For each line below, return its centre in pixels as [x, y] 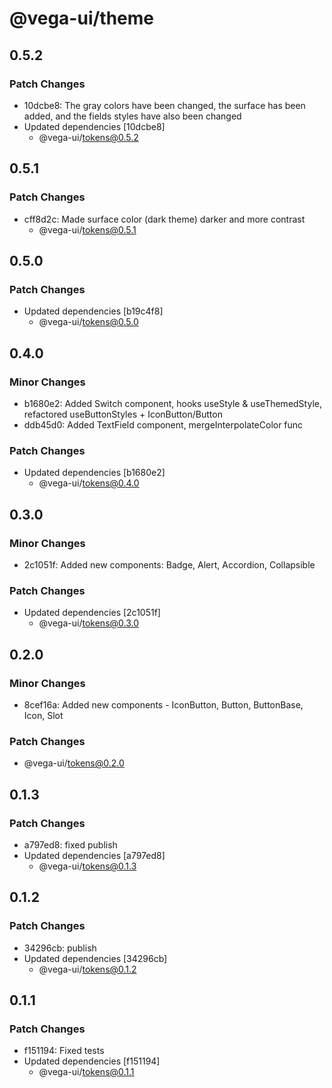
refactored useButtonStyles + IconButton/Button [123, 414]
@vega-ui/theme [82, 18]
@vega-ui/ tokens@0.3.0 [89, 623]
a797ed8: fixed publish [70, 844]
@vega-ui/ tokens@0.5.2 [88, 137]
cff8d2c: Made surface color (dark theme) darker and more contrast [164, 219]
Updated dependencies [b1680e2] [94, 473]
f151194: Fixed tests [64, 1051]
